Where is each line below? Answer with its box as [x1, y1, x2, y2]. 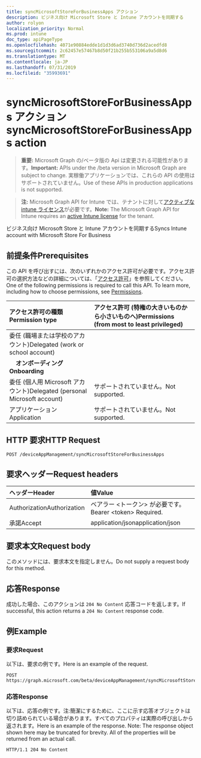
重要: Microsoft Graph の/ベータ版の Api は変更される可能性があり [20, 157, 184, 164]
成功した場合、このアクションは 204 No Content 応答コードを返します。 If [6, 601, 185, 608]
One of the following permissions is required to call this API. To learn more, [6, 282, 191, 289]
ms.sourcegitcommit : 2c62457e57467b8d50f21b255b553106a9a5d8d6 [6, 48, 167, 54]
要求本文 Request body [6, 541, 91, 551]
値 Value [90, 489, 114, 497]
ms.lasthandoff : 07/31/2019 [6, 64, 77, 71]
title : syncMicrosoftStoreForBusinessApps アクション [6, 8, 139, 15]
